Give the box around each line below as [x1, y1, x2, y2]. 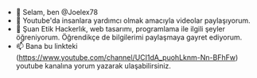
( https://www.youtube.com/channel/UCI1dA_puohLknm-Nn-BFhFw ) [15, 53, 239, 62]
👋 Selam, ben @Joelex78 [15, 8, 98, 17]
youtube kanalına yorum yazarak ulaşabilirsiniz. [15, 61, 171, 70]
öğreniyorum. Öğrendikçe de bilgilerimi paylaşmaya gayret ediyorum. [15, 32, 243, 42]
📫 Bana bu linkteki [15, 42, 78, 50]
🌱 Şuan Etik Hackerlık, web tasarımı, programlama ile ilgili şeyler [15, 24, 225, 33]
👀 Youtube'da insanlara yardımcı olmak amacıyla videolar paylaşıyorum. [15, 16, 251, 25]
